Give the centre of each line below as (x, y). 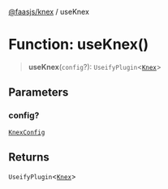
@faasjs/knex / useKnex (49, 12)
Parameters (39, 92)
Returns (29, 157)
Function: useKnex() (79, 45)
